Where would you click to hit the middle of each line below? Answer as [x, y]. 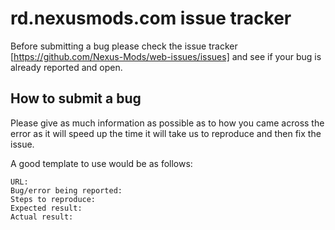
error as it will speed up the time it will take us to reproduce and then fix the [166, 133]
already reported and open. [66, 67]
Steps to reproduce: [53, 199]
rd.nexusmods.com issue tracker [151, 18]
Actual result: [42, 217]
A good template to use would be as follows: [101, 163]
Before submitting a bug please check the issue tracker [124, 46]
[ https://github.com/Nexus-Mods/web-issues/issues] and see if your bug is [166, 56]
